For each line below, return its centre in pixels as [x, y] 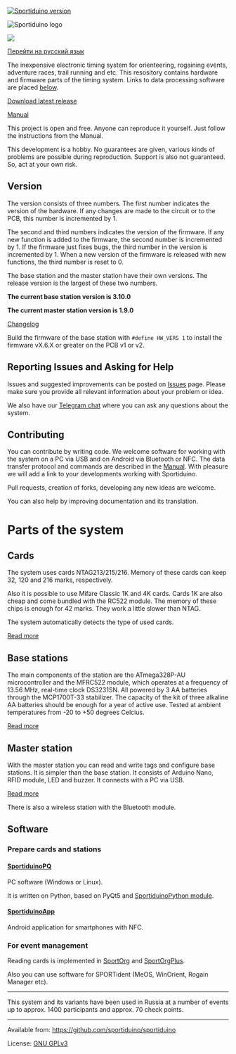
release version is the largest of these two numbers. [83, 283]
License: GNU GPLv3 [38, 1043]
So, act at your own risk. [42, 164]
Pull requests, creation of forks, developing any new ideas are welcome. [112, 488]
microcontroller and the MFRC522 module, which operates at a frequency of [118, 682]
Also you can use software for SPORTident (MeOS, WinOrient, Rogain [108, 974]
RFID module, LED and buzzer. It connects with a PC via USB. [96, 780]
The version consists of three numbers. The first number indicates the [109, 203]
